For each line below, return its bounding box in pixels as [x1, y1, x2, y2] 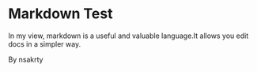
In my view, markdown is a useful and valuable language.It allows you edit [8, 31, 249, 40]
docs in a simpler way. [8, 39, 81, 48]
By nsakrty [8, 55, 43, 64]
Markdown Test [8, 5, 113, 23]
